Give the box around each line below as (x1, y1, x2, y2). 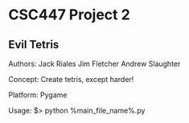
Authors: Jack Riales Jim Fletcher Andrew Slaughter (8, 59, 181, 68)
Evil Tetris (8, 38, 60, 51)
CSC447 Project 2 (8, 6, 130, 24)
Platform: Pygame (8, 90, 68, 100)
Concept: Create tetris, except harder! (8, 75, 134, 84)
